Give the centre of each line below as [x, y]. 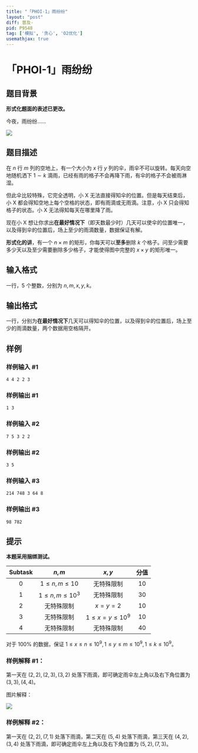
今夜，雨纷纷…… [26, 121]
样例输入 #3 [23, 481]
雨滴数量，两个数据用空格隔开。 [55, 328]
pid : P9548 [19, 28]
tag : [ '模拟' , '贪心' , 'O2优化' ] [44, 34]
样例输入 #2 [23, 424]
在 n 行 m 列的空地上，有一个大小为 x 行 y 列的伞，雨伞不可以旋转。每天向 [96, 168]
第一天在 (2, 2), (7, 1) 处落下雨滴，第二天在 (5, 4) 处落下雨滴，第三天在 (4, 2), [98, 737]
